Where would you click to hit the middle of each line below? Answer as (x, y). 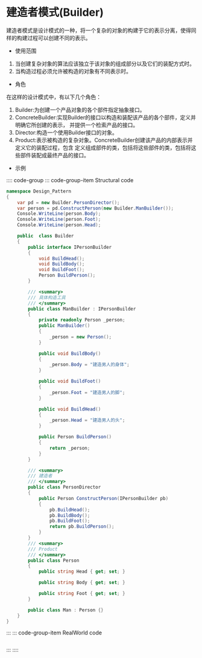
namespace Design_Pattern (39, 191)
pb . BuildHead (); (70, 510)
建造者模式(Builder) (55, 12)
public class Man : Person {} (66, 610)
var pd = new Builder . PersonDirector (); (68, 202)
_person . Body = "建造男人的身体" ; (89, 365)
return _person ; (70, 448)
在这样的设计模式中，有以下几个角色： (54, 97)
